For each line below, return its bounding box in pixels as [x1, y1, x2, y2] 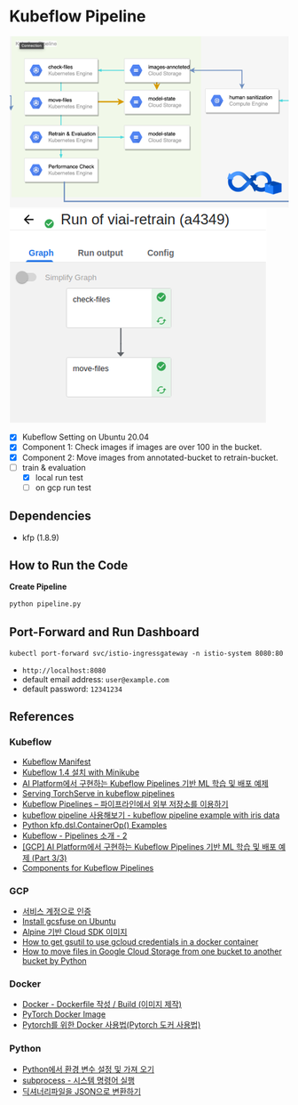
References [9, 709, 74, 724]
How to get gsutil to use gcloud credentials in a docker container [21, 937, 259, 948]
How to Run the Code [9, 558, 129, 573]
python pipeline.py [9, 600, 82, 609]
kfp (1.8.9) [21, 532, 59, 543]
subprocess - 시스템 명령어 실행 [21, 1075, 136, 1085]
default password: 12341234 [21, 683, 122, 695]
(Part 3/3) [31, 852, 67, 863]
